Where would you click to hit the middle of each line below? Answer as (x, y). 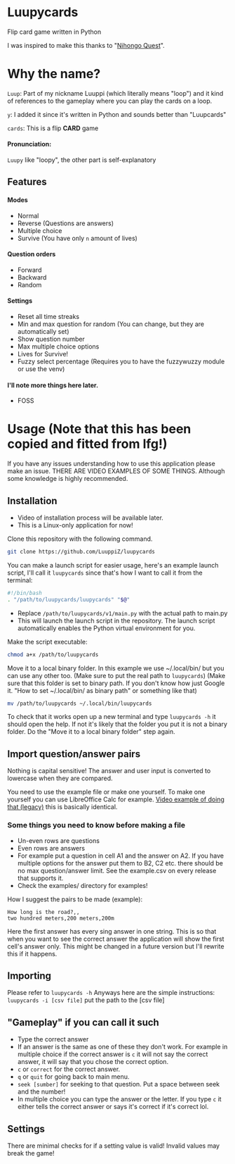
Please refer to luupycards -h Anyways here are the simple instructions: (111, 993)
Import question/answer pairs (74, 754)
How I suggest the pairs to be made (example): (75, 899)
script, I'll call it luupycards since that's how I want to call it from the (105, 572)
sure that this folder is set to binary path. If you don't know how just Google (116, 683)
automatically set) (43, 332)
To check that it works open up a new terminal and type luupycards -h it (112, 717)
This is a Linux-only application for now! (75, 525)
